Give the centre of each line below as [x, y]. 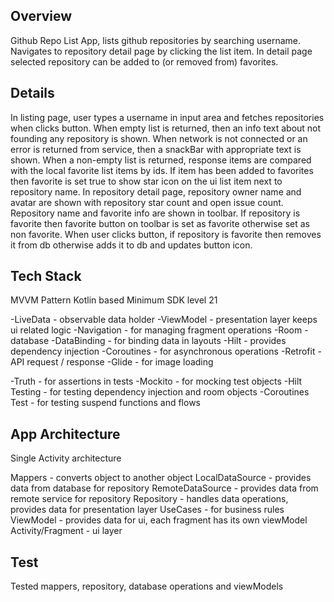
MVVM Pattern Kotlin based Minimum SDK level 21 [114, 300]
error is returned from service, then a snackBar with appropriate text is [156, 149]
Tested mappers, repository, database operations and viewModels [147, 586]
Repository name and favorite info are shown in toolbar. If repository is [155, 213]
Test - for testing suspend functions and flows [105, 403]
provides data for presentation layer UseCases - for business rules [147, 510]
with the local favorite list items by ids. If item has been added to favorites [162, 170]
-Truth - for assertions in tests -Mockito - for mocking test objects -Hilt [156, 381]
